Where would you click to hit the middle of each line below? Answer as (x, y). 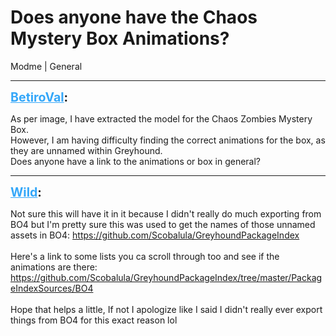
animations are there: (54, 267)
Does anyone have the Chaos (134, 17)
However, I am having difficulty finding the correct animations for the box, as (168, 140)
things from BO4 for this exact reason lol (94, 320)
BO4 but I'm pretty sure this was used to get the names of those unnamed (163, 224)
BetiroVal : (39, 97)
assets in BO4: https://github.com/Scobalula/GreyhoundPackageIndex (155, 235)
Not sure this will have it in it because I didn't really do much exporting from (166, 213)
